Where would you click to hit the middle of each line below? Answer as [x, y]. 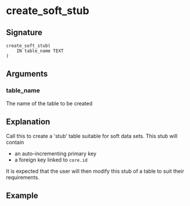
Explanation [28, 122]
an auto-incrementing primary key [55, 153]
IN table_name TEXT [40, 51]
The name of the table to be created [49, 103]
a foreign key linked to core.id [51, 160]
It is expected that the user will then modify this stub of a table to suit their [95, 171]
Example [22, 195]
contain [15, 142]
